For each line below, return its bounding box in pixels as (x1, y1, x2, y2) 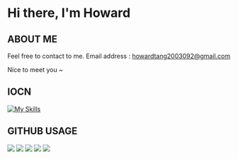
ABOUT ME (7, 33, 58, 45)
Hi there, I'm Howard (7, 5, 131, 21)
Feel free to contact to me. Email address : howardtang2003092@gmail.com (7, 52, 231, 60)
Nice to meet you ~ (7, 66, 64, 73)
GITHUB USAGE (7, 125, 78, 137)
